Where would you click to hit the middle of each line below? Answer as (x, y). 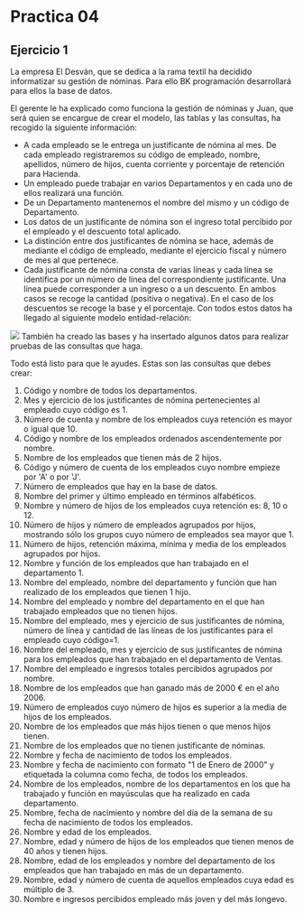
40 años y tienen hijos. (65, 851)
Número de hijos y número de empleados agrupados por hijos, (139, 525)
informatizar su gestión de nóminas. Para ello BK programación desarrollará (151, 81)
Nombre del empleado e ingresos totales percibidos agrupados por (148, 669)
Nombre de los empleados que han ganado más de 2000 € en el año (151, 688)
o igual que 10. (50, 429)
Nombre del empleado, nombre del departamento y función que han (150, 582)
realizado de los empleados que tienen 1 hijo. (107, 592)
